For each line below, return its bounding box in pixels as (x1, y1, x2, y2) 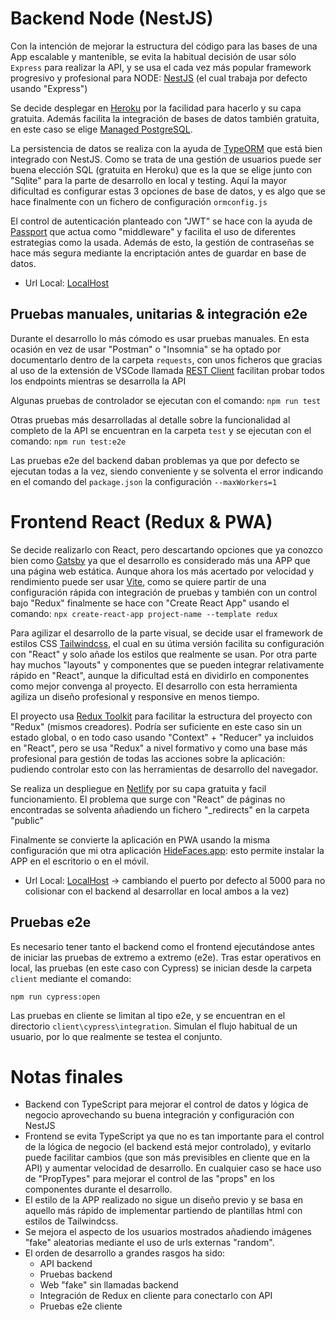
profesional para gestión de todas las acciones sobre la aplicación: (10, 752, 286, 764)
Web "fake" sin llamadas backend (39, 1279, 179, 1291)
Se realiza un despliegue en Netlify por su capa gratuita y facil (10, 782, 267, 794)
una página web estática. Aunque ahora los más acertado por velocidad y (10, 565, 315, 577)
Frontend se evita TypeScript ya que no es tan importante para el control (24, 1130, 325, 1142)
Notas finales (10, 1065, 124, 1088)
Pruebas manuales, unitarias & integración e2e (10, 306, 308, 323)
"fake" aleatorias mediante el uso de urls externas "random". (24, 1237, 275, 1249)
